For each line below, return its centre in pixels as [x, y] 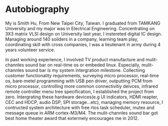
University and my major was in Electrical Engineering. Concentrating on [80, 28]
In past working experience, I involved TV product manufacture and [75, 59]
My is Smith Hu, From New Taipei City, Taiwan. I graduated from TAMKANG [83, 23]
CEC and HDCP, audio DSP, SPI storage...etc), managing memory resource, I [84, 102]
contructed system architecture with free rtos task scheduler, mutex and [80, 107]
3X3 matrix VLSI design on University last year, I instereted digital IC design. [84, 34]
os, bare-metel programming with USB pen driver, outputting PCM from [79, 81]
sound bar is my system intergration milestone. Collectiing [85, 70]
